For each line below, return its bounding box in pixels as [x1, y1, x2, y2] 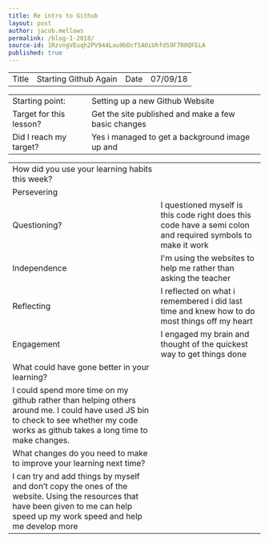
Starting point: [12, 95, 66, 106]
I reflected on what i [160, 286, 235, 296]
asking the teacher [160, 273, 231, 283]
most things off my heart [160, 315, 253, 327]
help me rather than [160, 263, 235, 273]
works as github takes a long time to [12, 425, 148, 436]
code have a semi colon [160, 219, 250, 231]
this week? [12, 174, 53, 184]
